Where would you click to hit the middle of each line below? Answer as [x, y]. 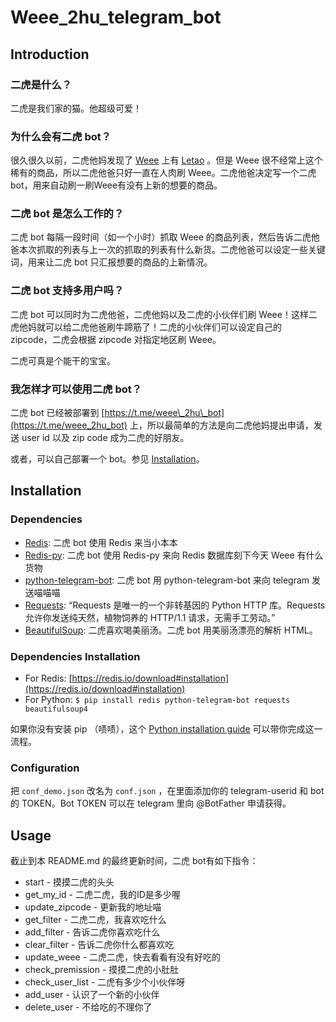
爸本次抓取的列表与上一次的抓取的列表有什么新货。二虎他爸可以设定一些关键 [168, 250]
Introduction [50, 54]
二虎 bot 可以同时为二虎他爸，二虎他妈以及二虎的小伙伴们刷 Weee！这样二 [164, 314]
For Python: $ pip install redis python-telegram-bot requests [157, 700]
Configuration [45, 768]
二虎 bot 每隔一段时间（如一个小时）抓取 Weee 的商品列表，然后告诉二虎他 [165, 237]
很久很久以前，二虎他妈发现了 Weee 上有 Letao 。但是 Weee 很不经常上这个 [166, 160]
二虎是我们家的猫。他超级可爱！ [76, 108]
